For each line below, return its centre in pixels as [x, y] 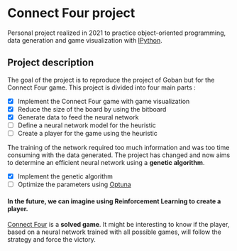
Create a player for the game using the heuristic [87, 133]
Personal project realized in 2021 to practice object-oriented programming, [117, 33]
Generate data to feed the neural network [78, 117]
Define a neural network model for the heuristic [87, 125]
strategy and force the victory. [51, 240]
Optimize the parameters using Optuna [74, 185]
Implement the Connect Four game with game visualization [104, 101]
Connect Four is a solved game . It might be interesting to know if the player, [118, 225]
